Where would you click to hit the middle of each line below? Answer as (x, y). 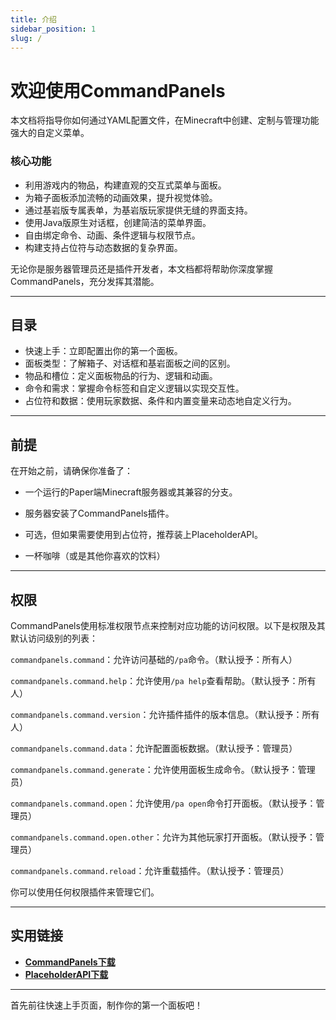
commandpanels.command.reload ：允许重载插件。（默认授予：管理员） (150, 871)
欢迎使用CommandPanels (118, 90)
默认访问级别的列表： (54, 638)
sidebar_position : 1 (53, 29)
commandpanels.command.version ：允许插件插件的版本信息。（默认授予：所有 (165, 715)
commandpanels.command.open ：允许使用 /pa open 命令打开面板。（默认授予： (163, 803)
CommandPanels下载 (70, 962)
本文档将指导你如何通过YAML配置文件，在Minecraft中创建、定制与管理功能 (165, 120)
